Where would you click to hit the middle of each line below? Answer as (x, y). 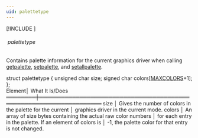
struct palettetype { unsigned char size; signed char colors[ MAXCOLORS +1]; (99, 78)
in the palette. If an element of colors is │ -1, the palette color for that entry (97, 122)
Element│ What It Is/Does (37, 91)
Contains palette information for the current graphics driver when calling (94, 60)
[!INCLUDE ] (21, 28)
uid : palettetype (27, 12)
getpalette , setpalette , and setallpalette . (54, 66)
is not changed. (25, 129)
